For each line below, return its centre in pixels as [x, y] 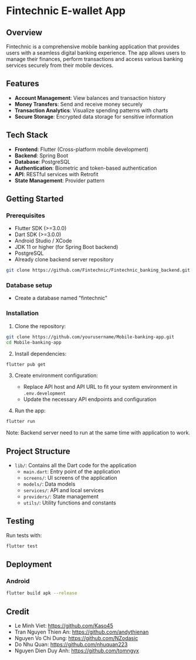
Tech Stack [27, 135]
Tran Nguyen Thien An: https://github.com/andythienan [82, 632]
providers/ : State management [61, 497]
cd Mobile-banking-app [34, 342]
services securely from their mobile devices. [60, 65]
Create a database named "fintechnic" [61, 298]
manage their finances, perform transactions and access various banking [94, 59]
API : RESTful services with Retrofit [56, 174]
